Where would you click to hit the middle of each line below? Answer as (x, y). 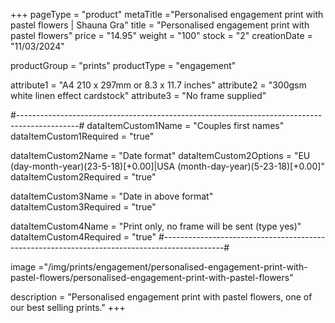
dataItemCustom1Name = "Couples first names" (185, 125)
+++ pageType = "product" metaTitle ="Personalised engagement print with (167, 14)
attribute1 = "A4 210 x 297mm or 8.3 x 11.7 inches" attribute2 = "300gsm (158, 85)
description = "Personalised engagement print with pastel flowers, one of (161, 297)
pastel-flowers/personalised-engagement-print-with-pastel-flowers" (152, 277)
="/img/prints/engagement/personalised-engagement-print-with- (173, 267)
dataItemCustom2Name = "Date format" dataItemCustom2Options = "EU (160, 155)
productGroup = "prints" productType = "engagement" (123, 65)
